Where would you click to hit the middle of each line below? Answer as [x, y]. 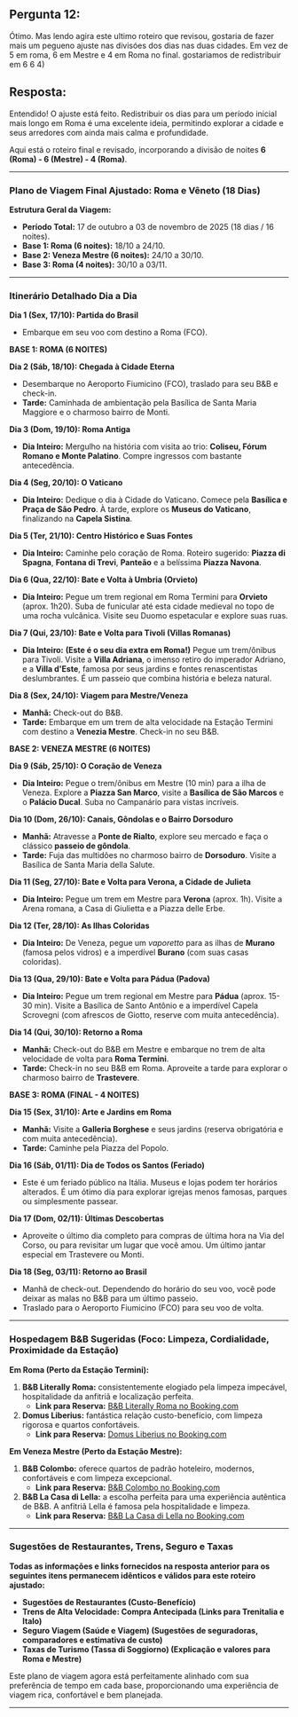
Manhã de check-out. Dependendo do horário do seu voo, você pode [149, 1289]
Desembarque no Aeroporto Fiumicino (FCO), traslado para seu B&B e [150, 384]
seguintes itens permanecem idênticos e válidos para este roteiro [132, 1575]
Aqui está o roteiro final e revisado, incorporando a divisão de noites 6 [137, 149]
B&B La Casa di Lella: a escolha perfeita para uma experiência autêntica [154, 1496]
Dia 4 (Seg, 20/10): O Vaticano [66, 483]
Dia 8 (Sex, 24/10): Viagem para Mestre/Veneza [99, 696]
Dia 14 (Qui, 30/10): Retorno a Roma [76, 1032]
